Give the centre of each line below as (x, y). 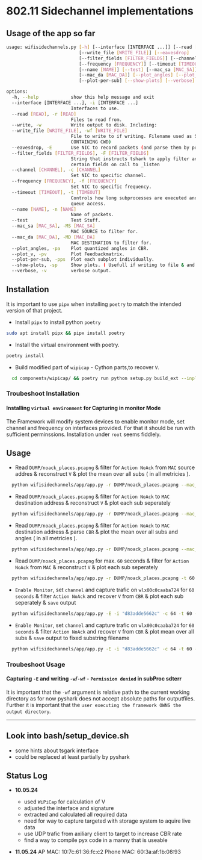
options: (17, 92)
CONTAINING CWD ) (91, 142)
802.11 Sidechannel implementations (100, 11)
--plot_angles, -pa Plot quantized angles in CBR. (80, 248)
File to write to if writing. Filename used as (131, 137)
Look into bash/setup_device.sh (68, 736)
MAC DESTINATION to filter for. (111, 243)
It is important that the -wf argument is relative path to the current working (98, 692)
